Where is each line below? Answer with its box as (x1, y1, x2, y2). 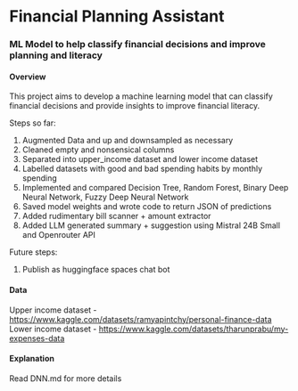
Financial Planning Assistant (9, 6, 225, 27)
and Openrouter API (21, 230, 96, 240)
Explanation (9, 354, 55, 364)
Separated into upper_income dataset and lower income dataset (21, 154, 259, 165)
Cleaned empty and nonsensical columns (21, 144, 175, 155)
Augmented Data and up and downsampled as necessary (21, 135, 234, 146)
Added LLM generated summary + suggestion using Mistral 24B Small (21, 220, 281, 231)
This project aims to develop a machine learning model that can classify (9, 91, 274, 102)
